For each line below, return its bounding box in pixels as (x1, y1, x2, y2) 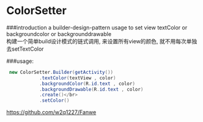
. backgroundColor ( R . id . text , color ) (39, 81, 136, 87)
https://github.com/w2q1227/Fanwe (6, 109, 97, 116)
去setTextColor (6, 45, 44, 52)
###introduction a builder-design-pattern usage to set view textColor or (6, 24, 188, 31)
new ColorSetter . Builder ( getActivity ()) (9, 69, 114, 75)
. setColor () (39, 98, 70, 104)
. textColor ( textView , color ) (39, 74, 116, 81)
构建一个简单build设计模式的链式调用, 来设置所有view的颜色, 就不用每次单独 (6, 37, 197, 45)
